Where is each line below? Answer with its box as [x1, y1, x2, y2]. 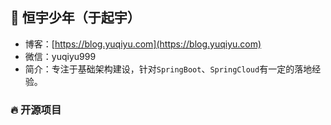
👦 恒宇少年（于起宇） [10, 9, 141, 27]
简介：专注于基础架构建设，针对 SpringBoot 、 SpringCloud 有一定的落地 [24, 63, 313, 75]
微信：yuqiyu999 [24, 50, 97, 62]
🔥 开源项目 [10, 103, 62, 117]
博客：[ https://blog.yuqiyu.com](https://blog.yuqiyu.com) [24, 38, 262, 50]
